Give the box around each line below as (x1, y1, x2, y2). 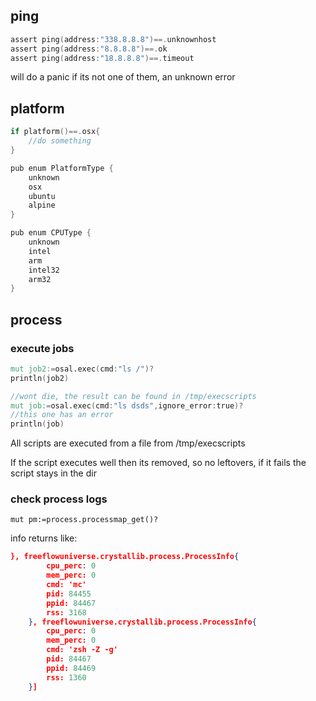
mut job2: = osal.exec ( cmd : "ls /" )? (10, 364, 155, 374)
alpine (28, 200, 56, 211)
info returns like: (10, 532, 78, 544)
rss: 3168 (46, 607, 87, 618)
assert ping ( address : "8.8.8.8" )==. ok (10, 44, 168, 54)
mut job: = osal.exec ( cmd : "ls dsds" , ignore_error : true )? (10, 400, 244, 411)
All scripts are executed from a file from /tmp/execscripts (10, 437, 246, 449)
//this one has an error (10, 410, 114, 420)
